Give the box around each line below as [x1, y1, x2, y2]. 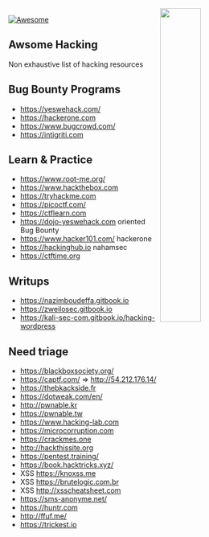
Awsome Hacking [8, 38, 98, 51]
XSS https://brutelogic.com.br [19, 478, 119, 487]
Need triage [8, 345, 69, 359]
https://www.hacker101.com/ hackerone [19, 234, 153, 244]
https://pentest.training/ [19, 452, 99, 461]
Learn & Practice [8, 153, 93, 167]
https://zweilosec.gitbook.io [19, 305, 113, 314]
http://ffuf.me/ [19, 511, 67, 521]
